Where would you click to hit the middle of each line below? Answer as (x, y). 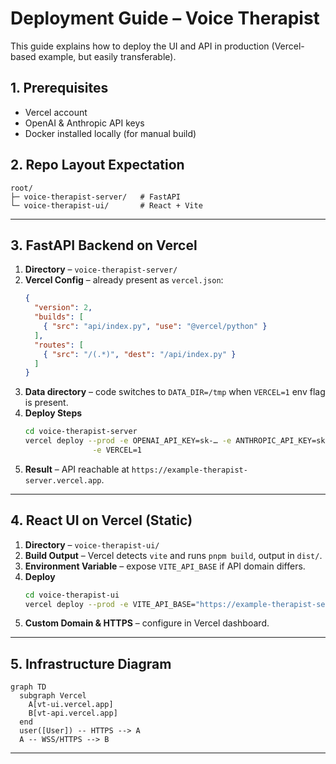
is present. (46, 403)
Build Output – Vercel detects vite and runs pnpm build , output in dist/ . (173, 555)
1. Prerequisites (59, 88)
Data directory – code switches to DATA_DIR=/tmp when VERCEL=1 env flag (175, 392)
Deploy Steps (53, 413)
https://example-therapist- (189, 470)
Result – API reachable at (77, 469)
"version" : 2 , (63, 308)
